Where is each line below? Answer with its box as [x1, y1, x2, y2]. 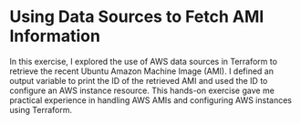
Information [9, 26, 100, 46]
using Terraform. [9, 104, 73, 115]
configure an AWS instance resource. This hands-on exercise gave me [9, 85, 275, 96]
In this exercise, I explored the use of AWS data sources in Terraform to [9, 56, 278, 67]
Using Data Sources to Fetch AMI [9, 6, 265, 27]
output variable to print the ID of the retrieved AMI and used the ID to [9, 75, 268, 86]
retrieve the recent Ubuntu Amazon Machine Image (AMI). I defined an [9, 66, 274, 77]
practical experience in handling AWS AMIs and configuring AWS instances [9, 94, 292, 106]
